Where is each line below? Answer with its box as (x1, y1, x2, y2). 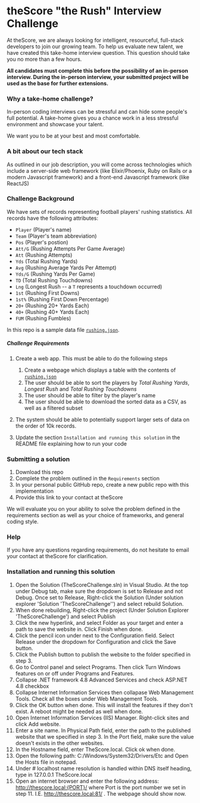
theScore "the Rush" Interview (7, 4, 162, 18)
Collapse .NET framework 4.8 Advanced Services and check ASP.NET (15, 676, 188, 683)
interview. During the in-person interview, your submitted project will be (7, 73, 189, 80)
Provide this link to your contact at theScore (15, 494, 123, 501)
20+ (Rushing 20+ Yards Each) (15, 302, 90, 309)
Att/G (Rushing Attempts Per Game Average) (15, 245, 126, 252)
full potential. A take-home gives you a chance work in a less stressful (7, 114, 179, 122)
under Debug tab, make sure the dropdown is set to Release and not (15, 587, 183, 595)
